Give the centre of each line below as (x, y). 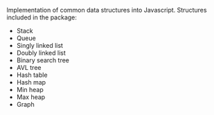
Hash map (31, 82)
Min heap (30, 90)
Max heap (31, 97)
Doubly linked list (41, 53)
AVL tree (29, 68)
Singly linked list (40, 45)
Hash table (32, 75)
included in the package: (42, 17)
